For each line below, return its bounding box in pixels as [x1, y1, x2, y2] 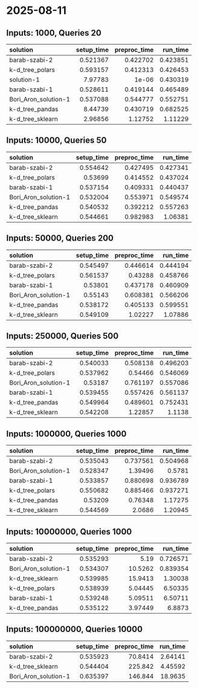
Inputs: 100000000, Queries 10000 [6, 624, 143, 635]
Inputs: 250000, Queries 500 [6, 331, 119, 342]
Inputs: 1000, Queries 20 [6, 28, 101, 38]
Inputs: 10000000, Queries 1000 [6, 527, 132, 537]
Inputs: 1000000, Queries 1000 [6, 429, 127, 439]
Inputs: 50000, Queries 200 [6, 233, 114, 244]
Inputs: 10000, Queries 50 [6, 135, 107, 146]
